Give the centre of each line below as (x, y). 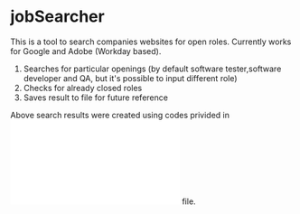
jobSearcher (57, 17)
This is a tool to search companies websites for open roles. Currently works (151, 42)
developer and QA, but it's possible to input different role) (130, 78)
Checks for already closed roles (83, 88)
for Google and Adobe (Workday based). (86, 51)
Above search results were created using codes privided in (120, 115)
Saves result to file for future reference (95, 98)
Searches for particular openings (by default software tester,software (152, 69)
